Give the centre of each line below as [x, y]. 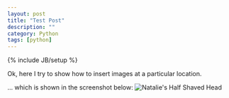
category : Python [33, 33]
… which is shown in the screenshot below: [70, 87]
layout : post [27, 14]
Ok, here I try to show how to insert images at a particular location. [105, 74]
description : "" [31, 27]
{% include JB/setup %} [43, 60]
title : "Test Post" [36, 20]
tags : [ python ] [30, 40]
